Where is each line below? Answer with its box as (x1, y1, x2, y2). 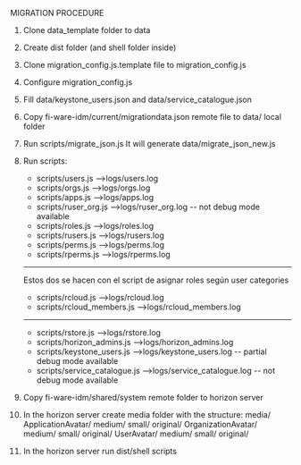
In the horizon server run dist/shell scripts (22, 446, 178, 456)
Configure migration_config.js (22, 77, 133, 88)
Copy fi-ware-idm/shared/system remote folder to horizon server (22, 393, 263, 402)
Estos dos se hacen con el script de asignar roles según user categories (22, 275, 289, 285)
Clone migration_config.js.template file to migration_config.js (22, 60, 247, 70)
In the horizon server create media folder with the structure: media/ (22, 410, 272, 419)
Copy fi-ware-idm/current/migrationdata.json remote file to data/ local (22, 112, 282, 122)
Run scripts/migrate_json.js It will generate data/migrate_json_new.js (22, 139, 276, 148)
